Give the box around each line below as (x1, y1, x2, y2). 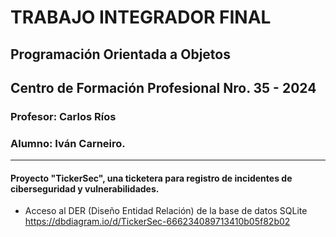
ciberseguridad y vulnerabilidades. (10, 182, 160, 195)
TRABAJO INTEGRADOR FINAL (10, 6, 272, 29)
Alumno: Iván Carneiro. (10, 136, 126, 150)
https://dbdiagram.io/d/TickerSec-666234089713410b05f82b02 (24, 216, 291, 228)
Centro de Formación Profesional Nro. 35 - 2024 (10, 79, 317, 96)
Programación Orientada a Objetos (10, 46, 231, 63)
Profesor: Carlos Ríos (10, 109, 117, 123)
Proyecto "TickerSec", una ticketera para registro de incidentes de (10, 172, 293, 184)
